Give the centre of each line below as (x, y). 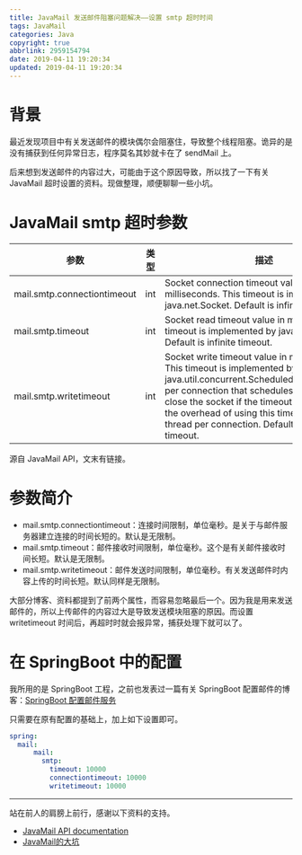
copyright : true (40, 43)
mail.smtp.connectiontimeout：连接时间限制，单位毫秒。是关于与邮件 (151, 524)
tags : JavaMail (38, 26)
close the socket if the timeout (229, 401)
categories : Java (42, 34)
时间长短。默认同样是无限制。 (109, 581)
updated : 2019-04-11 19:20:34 (66, 68)
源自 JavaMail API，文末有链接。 (70, 458)
